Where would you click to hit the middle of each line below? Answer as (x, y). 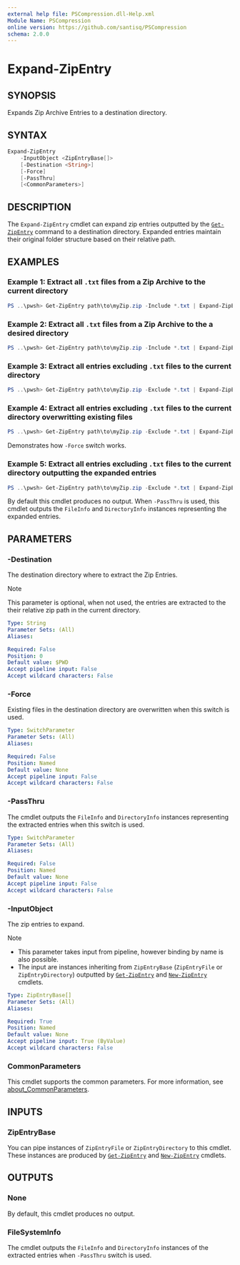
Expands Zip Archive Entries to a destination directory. (87, 113)
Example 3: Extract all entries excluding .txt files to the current (120, 366)
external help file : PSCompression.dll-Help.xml (81, 14)
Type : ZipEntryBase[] (40, 995)
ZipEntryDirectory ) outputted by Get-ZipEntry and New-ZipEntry (112, 974)
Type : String (27, 623)
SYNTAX (27, 135)
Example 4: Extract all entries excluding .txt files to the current (120, 408)
